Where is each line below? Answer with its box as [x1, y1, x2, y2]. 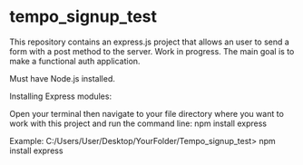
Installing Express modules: [9, 91, 112, 102]
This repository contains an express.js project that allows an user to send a [9, 36, 290, 47]
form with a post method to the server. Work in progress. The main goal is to [9, 45, 295, 56]
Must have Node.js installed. [9, 73, 115, 83]
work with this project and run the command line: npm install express [9, 118, 268, 129]
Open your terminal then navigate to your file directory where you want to [9, 108, 284, 119]
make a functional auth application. [9, 55, 141, 66]
